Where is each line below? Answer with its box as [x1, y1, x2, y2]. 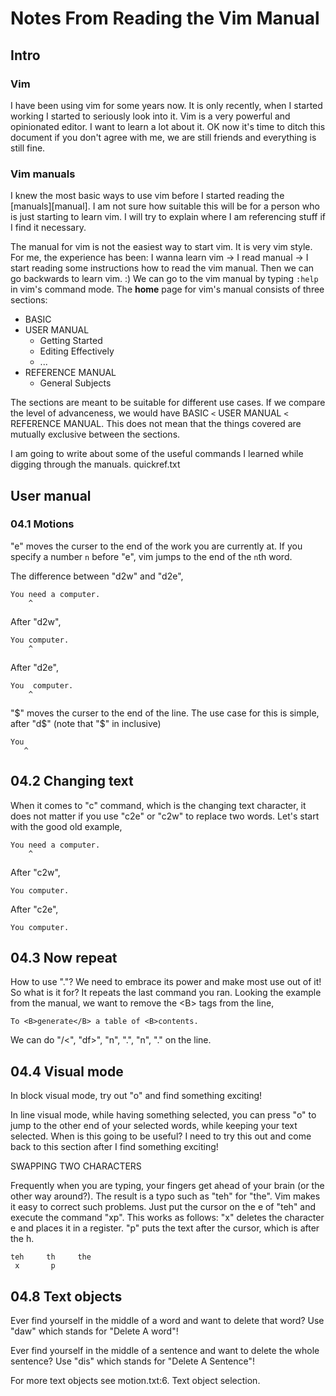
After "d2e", [10, 661, 59, 673]
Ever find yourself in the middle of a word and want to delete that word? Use [10, 1315, 325, 1327]
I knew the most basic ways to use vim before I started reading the [10, 190, 285, 202]
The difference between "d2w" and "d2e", [10, 570, 184, 582]
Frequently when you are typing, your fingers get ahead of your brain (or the [10, 1180, 325, 1192]
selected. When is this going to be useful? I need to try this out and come [10, 1130, 312, 1142]
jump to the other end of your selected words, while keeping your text [10, 1120, 298, 1132]
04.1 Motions [10, 517, 75, 531]
